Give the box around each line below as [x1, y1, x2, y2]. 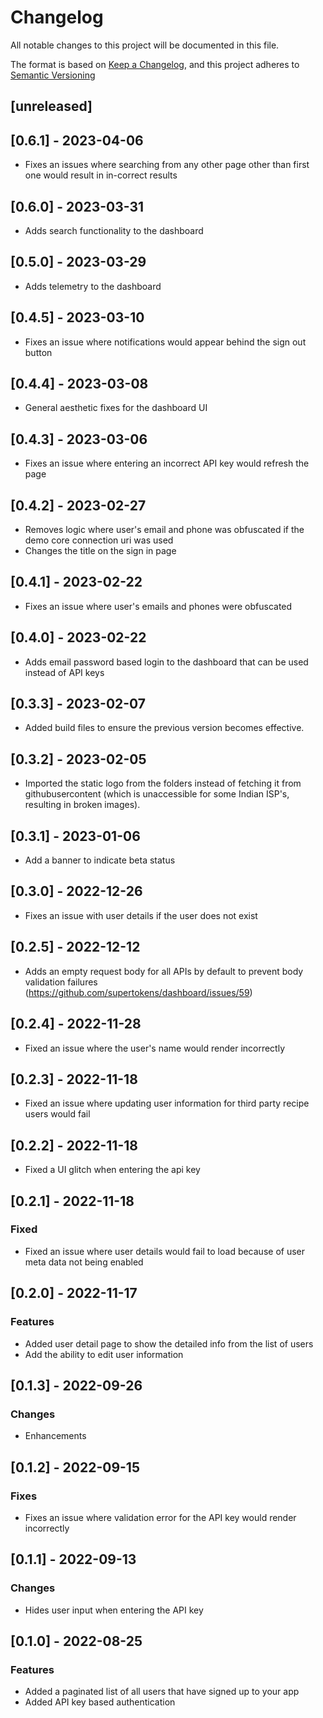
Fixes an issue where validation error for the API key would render [24, 1511, 297, 1523]
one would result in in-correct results [24, 169, 178, 181]
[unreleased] [10, 98, 93, 115]
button [24, 346, 53, 358]
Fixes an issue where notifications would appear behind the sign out [24, 336, 307, 348]
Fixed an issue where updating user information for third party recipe [24, 1097, 310, 1110]
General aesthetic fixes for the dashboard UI [24, 402, 208, 414]
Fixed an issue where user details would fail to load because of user [24, 1245, 305, 1257]
